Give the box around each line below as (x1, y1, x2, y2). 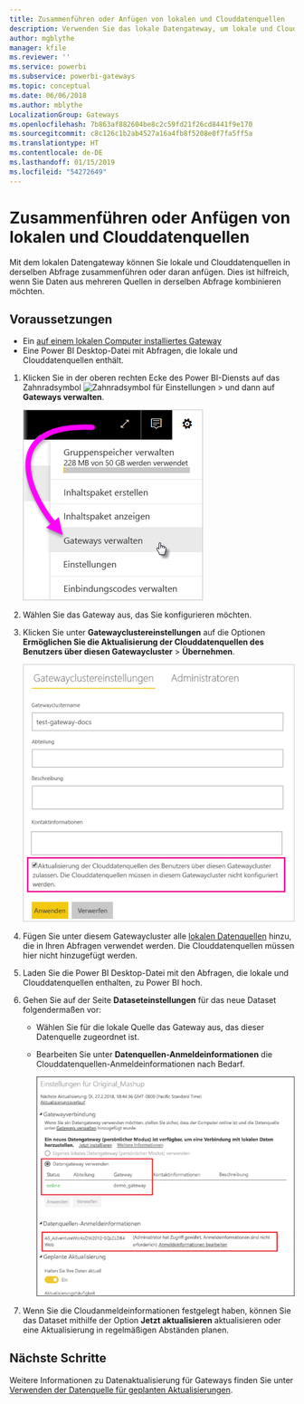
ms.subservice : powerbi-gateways (9, 72, 136, 81)
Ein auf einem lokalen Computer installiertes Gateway (22, 336, 222, 347)
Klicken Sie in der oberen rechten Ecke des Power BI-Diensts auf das (22, 372, 280, 384)
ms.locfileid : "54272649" (9, 167, 107, 177)
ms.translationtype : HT (9, 138, 100, 148)
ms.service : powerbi (9, 62, 88, 72)
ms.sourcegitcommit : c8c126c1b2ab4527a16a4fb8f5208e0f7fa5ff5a (9, 129, 253, 138)
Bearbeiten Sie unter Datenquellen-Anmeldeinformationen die (35, 1049, 273, 1060)
